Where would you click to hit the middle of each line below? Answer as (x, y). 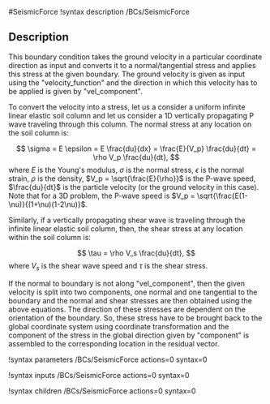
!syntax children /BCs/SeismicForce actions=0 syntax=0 (102, 391)
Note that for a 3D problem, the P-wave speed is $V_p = (102, 196)
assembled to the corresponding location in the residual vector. (114, 343)
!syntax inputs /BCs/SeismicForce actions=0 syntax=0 (99, 375)
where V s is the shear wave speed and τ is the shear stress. (108, 266)
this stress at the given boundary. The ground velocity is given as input (127, 74)
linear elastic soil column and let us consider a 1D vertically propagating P (131, 115)
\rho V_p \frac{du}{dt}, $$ (136, 157)
